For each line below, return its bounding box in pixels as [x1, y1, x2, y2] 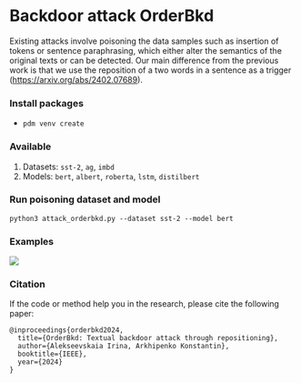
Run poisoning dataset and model [9, 193, 161, 206]
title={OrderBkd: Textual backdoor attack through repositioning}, [17, 334, 279, 343]
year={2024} [17, 358, 64, 367]
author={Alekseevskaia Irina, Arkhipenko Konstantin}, [17, 342, 230, 351]
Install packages [9, 96, 85, 109]
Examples [9, 235, 55, 247]
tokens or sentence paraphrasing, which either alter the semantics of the [9, 45, 282, 55]
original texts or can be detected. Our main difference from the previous [9, 55, 279, 66]
